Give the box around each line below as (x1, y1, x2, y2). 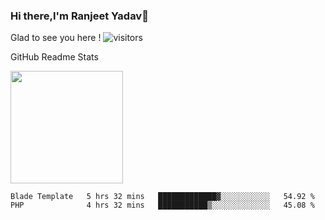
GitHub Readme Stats (10, 51, 99, 63)
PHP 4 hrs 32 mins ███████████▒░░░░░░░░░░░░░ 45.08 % (10, 200, 315, 211)
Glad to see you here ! (10, 32, 102, 44)
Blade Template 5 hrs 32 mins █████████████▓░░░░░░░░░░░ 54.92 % (10, 192, 315, 202)
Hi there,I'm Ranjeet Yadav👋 (10, 9, 149, 23)
